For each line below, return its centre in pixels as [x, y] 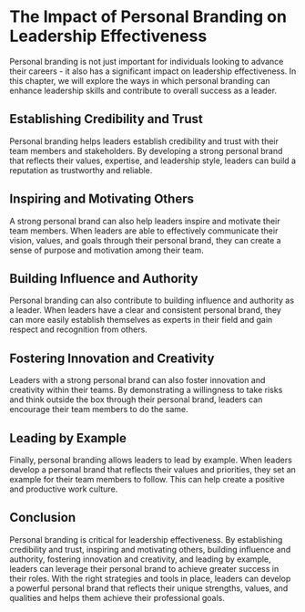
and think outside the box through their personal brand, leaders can [136, 399]
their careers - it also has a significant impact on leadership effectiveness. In [153, 71]
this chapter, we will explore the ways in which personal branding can [140, 80]
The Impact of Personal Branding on [148, 17]
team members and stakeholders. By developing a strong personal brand [146, 150]
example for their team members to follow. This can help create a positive [147, 479]
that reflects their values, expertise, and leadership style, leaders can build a [153, 161]
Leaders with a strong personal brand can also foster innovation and [137, 380]
